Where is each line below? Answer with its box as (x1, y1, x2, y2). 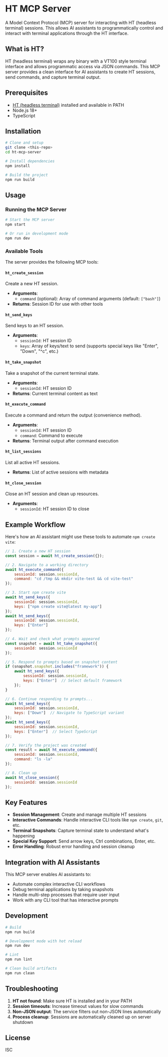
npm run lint (5, 957, 33, 962)
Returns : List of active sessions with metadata (12, 469, 109, 475)
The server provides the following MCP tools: (5, 259, 99, 265)
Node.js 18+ (12, 107, 38, 113)
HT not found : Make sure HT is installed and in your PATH (12, 998, 132, 1004)
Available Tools (5, 248, 44, 255)
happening (12, 833, 35, 839)
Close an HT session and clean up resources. (5, 491, 99, 497)
